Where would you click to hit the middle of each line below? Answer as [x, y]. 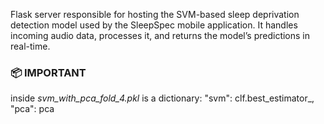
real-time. [30, 46]
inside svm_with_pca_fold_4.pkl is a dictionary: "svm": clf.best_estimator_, [162, 98]
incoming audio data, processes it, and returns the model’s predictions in [160, 35]
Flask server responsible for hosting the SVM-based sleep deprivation [155, 14]
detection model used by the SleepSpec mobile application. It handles [154, 25]
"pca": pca [32, 109]
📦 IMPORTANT [48, 72]
